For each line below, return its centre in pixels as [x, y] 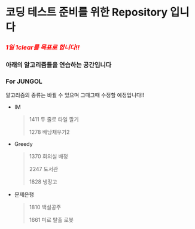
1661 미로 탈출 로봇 [51, 220]
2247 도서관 [43, 169]
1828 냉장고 [43, 182]
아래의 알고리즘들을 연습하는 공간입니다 [59, 65]
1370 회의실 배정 [48, 157]
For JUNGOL [24, 81]
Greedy [24, 144]
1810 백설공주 [45, 207]
